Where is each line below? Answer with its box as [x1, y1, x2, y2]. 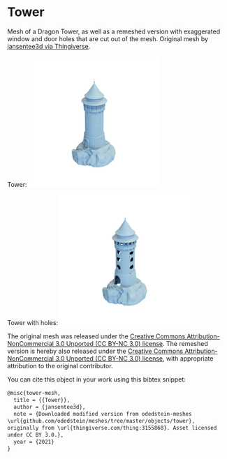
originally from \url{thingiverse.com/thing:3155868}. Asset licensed [7, 424, 217, 431]
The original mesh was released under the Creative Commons [7, 332, 186, 340]
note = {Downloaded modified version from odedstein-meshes [13, 410, 192, 417]
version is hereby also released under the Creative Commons [7, 347, 184, 355]
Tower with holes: [7, 318, 58, 326]
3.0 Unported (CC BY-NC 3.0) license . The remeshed [55, 339, 208, 347]
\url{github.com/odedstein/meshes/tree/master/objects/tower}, [7, 417, 196, 424]
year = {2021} [13, 438, 54, 445]
